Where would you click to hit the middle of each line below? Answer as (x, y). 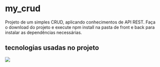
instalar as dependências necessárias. (43, 32)
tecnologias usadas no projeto (52, 48)
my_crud (23, 9)
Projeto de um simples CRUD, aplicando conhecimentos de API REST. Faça (80, 22)
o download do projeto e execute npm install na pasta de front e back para (80, 27)
